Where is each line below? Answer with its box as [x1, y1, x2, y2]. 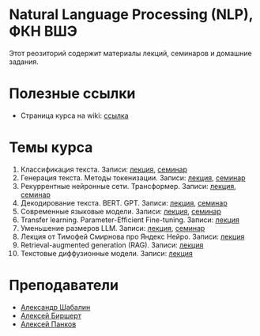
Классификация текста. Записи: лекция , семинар [20, 164, 188, 174]
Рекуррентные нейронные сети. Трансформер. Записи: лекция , [20, 181, 236, 191]
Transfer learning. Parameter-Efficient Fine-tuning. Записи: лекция [20, 215, 239, 225]
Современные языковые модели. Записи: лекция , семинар [20, 206, 222, 216]
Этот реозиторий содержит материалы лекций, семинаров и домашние [9, 48, 252, 58]
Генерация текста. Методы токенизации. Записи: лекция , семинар [20, 172, 246, 183]
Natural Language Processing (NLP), [9, 6, 254, 24]
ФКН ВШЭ [9, 22, 78, 40]
